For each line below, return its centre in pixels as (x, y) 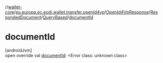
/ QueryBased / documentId (67, 17)
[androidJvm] (19, 50)
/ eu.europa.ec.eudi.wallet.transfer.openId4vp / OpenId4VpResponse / (82, 12)
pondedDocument (23, 17)
